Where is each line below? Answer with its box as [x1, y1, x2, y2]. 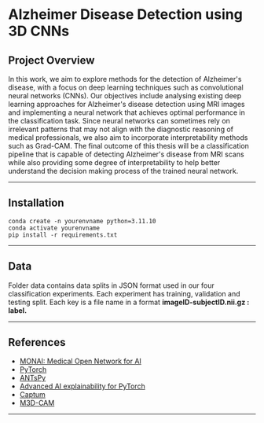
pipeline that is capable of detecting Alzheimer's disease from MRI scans [8, 149, 245, 159]
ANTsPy [19, 373, 46, 383]
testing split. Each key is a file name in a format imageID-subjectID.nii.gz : [8, 297, 250, 307]
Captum [19, 390, 46, 399]
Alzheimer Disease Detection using [8, 6, 244, 24]
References [8, 336, 66, 349]
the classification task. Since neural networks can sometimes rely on [8, 116, 230, 125]
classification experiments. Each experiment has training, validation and [8, 289, 241, 298]
